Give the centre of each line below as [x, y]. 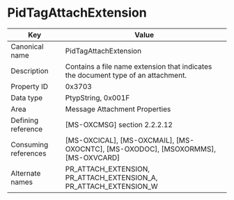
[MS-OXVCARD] [93, 158]
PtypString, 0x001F [97, 97]
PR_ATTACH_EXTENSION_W [111, 186]
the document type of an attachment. [126, 75]
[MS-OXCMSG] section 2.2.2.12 [119, 124]
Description [30, 71]
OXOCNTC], [85, 149]
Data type [27, 97]
